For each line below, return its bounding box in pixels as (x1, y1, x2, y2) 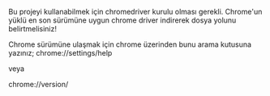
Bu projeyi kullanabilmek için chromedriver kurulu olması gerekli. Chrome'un (8, 7, 263, 16)
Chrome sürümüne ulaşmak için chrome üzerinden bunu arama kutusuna (8, 40, 252, 49)
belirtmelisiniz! (8, 24, 57, 33)
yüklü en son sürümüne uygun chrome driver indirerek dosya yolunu (8, 15, 237, 25)
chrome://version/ (8, 80, 69, 89)
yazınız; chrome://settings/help (8, 48, 113, 57)
